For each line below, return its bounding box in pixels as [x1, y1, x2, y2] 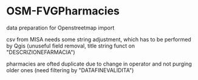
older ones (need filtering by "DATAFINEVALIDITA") [6, 66, 134, 73]
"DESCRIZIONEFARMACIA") [6, 48, 75, 55]
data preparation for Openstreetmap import [6, 24, 115, 31]
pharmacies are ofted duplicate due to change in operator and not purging [6, 60, 193, 67]
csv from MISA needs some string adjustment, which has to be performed [6, 35, 191, 43]
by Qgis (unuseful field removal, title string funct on [6, 42, 135, 49]
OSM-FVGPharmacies [6, 4, 120, 18]
